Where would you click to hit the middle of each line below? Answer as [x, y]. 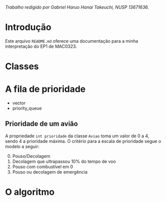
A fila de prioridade [45, 89]
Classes [22, 66]
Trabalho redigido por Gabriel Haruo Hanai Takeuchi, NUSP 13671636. [77, 7]
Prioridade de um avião [42, 124]
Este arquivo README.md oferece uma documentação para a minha [72, 41]
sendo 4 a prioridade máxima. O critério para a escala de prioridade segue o [83, 141]
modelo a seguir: [22, 146]
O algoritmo [30, 192]
